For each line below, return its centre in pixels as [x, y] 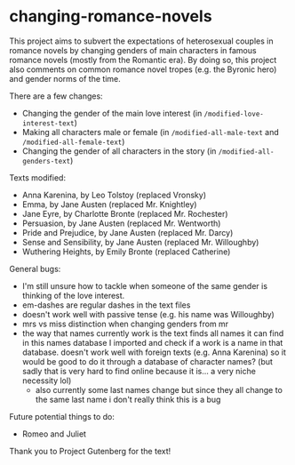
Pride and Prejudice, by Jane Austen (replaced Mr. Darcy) [128, 232]
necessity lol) [47, 381]
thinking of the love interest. [73, 295]
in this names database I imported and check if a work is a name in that [152, 342]
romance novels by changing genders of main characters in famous [133, 50]
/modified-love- [234, 114]
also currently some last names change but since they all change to [159, 389]
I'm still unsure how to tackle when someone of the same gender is [145, 285]
